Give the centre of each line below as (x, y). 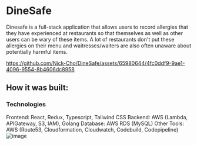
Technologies (26, 105)
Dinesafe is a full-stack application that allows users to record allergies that (97, 27)
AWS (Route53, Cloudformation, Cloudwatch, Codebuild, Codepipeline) (92, 129)
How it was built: (37, 88)
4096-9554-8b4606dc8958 (40, 69)
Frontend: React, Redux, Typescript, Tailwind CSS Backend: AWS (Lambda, (97, 117)
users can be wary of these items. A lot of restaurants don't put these (90, 39)
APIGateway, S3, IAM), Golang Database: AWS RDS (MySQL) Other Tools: (95, 123)
